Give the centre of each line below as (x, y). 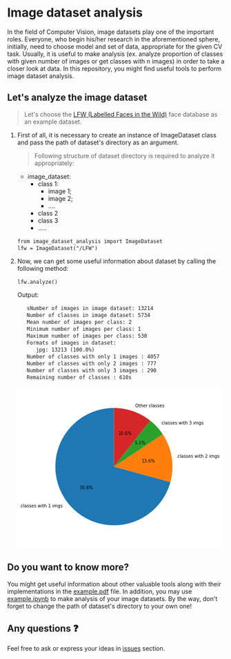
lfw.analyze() (37, 282)
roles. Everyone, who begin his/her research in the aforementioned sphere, (114, 39)
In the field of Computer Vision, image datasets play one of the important (111, 32)
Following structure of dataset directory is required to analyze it (124, 155)
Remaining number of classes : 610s (79, 377)
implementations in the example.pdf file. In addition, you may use (100, 591)
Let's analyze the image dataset (77, 98)
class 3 (48, 220)
